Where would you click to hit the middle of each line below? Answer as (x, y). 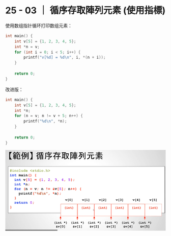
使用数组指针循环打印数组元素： (39, 26)
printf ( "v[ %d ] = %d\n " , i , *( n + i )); (65, 57)
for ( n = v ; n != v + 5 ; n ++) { (49, 116)
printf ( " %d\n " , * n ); (45, 121)
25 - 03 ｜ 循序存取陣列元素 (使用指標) (85, 10)
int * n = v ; (27, 46)
